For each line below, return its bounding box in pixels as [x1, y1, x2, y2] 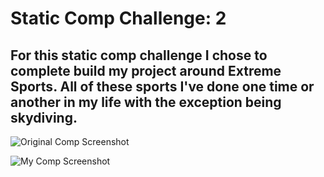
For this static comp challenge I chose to [10, 47, 268, 64]
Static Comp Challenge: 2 [10, 7, 227, 30]
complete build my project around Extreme [10, 62, 282, 79]
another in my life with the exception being [10, 93, 282, 111]
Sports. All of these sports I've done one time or [10, 78, 315, 95]
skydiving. [10, 109, 78, 126]
